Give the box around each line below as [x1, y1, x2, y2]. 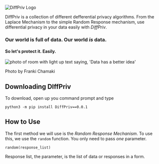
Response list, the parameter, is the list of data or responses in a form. [5, 153, 145, 159]
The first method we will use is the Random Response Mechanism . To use [5, 131, 153, 136]
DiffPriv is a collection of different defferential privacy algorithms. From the [5, 14, 154, 19]
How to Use [5, 118, 41, 126]
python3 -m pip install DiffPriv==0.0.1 [5, 104, 88, 109]
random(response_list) [5, 145, 51, 150]
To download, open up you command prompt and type [5, 95, 114, 101]
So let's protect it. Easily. [5, 48, 57, 54]
